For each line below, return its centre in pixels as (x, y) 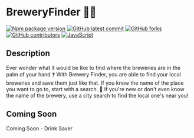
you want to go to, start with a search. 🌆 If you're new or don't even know (95, 89)
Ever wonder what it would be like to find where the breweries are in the (93, 68)
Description (28, 54)
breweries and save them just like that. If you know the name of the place (95, 83)
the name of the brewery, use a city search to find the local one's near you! (97, 95)
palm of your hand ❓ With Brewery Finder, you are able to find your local (93, 74)
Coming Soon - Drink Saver (39, 128)
